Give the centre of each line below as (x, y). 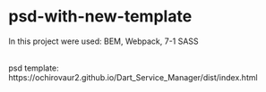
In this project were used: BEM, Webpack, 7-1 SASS (103, 41)
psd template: (34, 68)
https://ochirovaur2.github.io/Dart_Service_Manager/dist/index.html (133, 77)
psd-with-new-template (100, 17)
